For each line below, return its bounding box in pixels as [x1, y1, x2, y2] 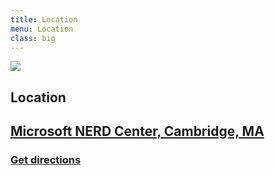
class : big [10, 33, 56, 43]
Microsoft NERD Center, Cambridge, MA [10, 123, 265, 140]
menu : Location [10, 24, 74, 34]
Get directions [10, 153, 82, 167]
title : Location [10, 14, 78, 25]
